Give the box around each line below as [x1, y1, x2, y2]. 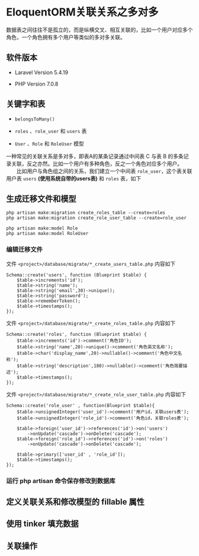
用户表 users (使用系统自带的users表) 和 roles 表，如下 [6, 174, 142, 182]
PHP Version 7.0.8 [14, 80, 59, 87]
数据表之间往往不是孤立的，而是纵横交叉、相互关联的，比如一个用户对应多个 [6, 26, 193, 33]
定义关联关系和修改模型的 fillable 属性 [6, 497, 145, 507]
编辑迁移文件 [6, 246, 43, 254]
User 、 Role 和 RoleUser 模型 [14, 140, 85, 147]
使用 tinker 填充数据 [6, 519, 79, 529]
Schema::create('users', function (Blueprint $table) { [6, 272, 147, 278]
